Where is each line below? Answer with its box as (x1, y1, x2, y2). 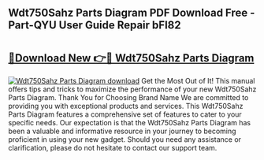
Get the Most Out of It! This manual (141, 76, 255, 85)
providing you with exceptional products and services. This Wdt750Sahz (8, 102, 244, 110)
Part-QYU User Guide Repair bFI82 (8, 19, 181, 32)
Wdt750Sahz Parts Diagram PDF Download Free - (8, 6, 255, 20)
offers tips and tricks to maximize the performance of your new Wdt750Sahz (8, 84, 257, 94)
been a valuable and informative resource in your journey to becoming (8, 126, 236, 136)
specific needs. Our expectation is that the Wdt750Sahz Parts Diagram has (8, 118, 251, 127)
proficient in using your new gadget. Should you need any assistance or (8, 135, 242, 144)
